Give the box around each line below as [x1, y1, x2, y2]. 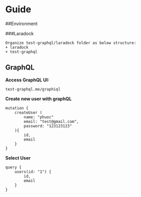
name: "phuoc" [24, 114, 54, 120]
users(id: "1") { [14, 169, 52, 174]
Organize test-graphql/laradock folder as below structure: [5, 40, 137, 46]
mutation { [5, 105, 29, 111]
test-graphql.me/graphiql [5, 86, 61, 92]
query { [5, 165, 22, 170]
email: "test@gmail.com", [24, 119, 79, 124]
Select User [5, 155, 31, 161]
